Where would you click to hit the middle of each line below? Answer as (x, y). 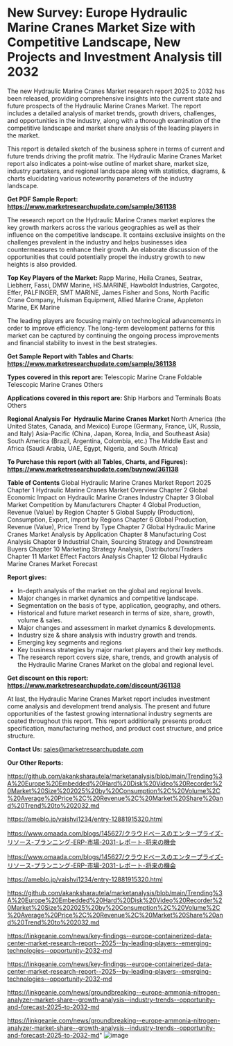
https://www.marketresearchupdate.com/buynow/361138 (93, 469)
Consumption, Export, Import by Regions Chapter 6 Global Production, (107, 520)
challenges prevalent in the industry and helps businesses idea (97, 242)
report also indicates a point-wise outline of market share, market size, (108, 163)
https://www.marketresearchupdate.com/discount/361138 (94, 685)
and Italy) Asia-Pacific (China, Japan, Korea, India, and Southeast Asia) (109, 433)
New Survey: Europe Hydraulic (97, 13)
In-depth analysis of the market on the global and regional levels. (110, 590)
